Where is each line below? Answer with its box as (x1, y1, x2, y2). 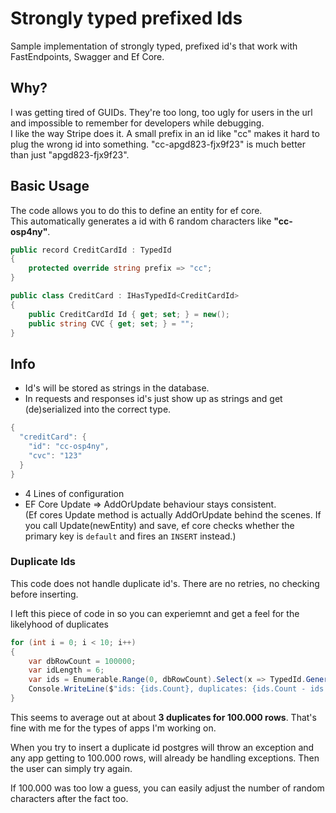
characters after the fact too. (10, 792, 129, 804)
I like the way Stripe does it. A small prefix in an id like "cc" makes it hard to (10, 127, 320, 139)
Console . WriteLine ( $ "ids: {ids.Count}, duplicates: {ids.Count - (28, 684, 307, 694)
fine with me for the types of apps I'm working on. (10, 722, 217, 734)
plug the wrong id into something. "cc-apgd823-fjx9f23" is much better (10, 138, 307, 150)
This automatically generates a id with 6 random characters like (10, 215, 272, 227)
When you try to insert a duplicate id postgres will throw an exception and (10, 741, 315, 753)
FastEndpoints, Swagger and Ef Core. (10, 50, 165, 62)
